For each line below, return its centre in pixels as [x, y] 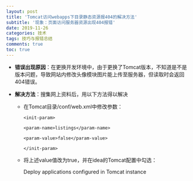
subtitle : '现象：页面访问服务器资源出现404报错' [61, 22]
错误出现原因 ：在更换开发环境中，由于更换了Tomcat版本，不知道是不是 [101, 67]
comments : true [25, 45]
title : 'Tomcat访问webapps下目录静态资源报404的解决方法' [72, 17]
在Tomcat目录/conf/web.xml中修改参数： [73, 107]
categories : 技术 [26, 33]
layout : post [22, 11]
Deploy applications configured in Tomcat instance [85, 172]
